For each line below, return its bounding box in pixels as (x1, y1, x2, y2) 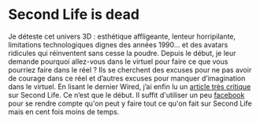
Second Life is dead (8, 6, 140, 24)
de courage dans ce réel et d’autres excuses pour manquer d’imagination (8, 73, 246, 83)
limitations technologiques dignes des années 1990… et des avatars (8, 39, 228, 49)
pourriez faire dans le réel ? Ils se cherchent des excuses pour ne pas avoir (8, 65, 252, 74)
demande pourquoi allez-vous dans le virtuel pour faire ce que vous (8, 57, 228, 66)
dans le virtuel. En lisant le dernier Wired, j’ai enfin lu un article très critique (8, 81, 251, 91)
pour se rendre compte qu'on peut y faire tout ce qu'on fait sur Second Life (8, 99, 252, 108)
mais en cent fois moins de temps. (8, 106, 120, 116)
